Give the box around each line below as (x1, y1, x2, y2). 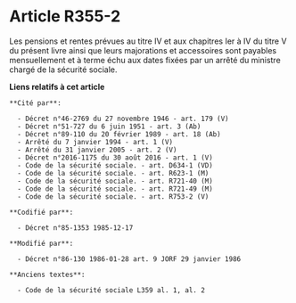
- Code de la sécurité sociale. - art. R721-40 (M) (17, 176, 214, 185)
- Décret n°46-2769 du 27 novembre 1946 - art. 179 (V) (17, 114, 229, 123)
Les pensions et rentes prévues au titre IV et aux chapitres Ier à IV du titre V (9, 36, 287, 46)
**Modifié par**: (9, 239, 74, 248)
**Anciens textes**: (9, 270, 86, 279)
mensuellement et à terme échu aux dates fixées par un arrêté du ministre (9, 54, 281, 65)
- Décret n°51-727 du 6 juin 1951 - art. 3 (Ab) (17, 122, 201, 131)
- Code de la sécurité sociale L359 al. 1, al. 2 (17, 285, 205, 295)
